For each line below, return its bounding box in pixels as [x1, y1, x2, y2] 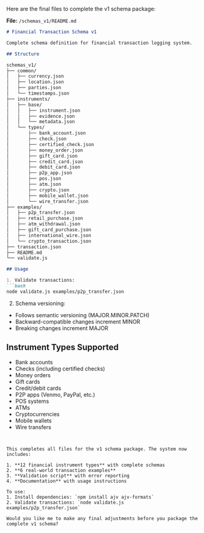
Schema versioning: [15, 300, 66, 307]
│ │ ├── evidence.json [6, 113, 75, 119]
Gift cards [15, 378, 40, 385]
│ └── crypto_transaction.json [6, 238, 92, 244]
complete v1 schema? [6, 521, 59, 527]
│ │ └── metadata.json [6, 119, 75, 125]
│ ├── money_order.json [6, 147, 84, 153]
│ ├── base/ [6, 101, 43, 108]
